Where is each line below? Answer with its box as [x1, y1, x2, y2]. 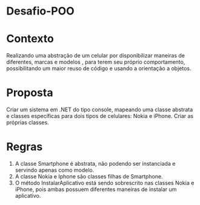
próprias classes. [6, 119, 50, 126]
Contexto [6, 32, 55, 46]
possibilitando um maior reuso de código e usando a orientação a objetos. [6, 65, 192, 72]
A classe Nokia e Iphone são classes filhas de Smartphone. [15, 173, 163, 180]
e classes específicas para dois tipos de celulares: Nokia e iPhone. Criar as [6, 112, 194, 120]
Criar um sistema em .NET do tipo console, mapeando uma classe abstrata [6, 106, 193, 113]
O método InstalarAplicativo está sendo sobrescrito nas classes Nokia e [15, 180, 195, 186]
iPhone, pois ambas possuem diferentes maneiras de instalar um [15, 186, 177, 193]
